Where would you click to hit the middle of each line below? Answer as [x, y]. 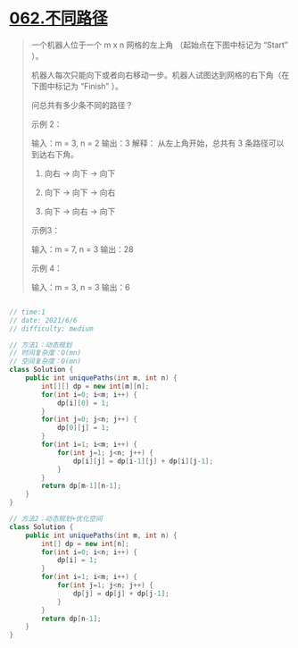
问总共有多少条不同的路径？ [82, 105]
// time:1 [28, 312]
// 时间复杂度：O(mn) [46, 353]
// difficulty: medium [51, 328]
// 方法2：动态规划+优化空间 [56, 519]
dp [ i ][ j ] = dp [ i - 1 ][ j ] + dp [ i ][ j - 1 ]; [143, 461]
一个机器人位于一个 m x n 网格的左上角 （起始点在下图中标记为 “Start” [159, 45]
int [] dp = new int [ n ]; [85, 543]
